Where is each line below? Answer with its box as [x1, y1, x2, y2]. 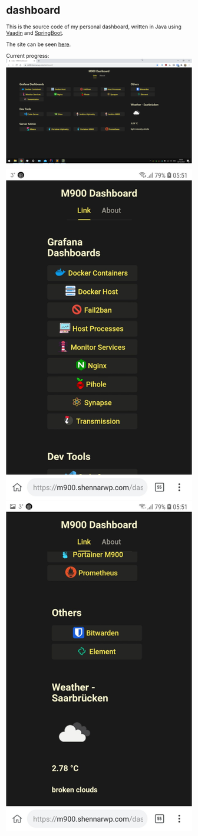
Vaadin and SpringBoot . [6, 29, 64, 36]
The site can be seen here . [6, 41, 71, 48]
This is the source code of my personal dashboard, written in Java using [6, 23, 181, 30]
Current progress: [6, 52, 49, 59]
